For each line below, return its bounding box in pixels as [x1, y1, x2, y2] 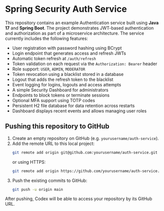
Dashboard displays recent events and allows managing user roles [12, 107, 147, 114]
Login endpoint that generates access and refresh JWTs [12, 50, 126, 56]
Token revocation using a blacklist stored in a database [12, 71, 124, 77]
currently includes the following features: [5, 35, 88, 41]
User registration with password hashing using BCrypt [12, 45, 122, 51]
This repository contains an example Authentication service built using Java [5, 20, 159, 26]
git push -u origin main [12, 187, 63, 192]
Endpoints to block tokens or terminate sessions [12, 92, 109, 98]
